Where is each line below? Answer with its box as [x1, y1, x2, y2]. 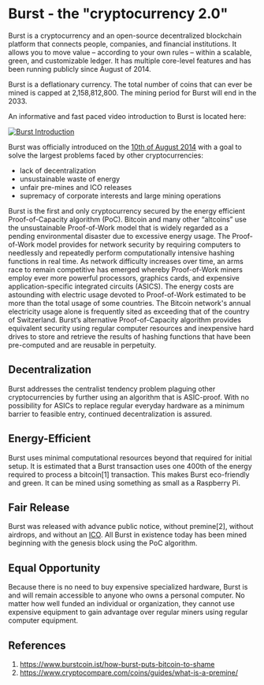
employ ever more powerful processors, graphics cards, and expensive [8, 273, 240, 282]
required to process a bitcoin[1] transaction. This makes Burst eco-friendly [8, 470, 250, 479]
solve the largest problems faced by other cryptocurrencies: [8, 151, 203, 160]
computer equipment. [8, 616, 79, 625]
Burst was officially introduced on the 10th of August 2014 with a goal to [8, 142, 242, 151]
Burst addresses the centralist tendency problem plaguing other [8, 384, 216, 393]
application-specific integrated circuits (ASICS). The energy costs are [8, 281, 234, 291]
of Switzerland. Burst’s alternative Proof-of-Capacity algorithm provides [8, 315, 242, 324]
